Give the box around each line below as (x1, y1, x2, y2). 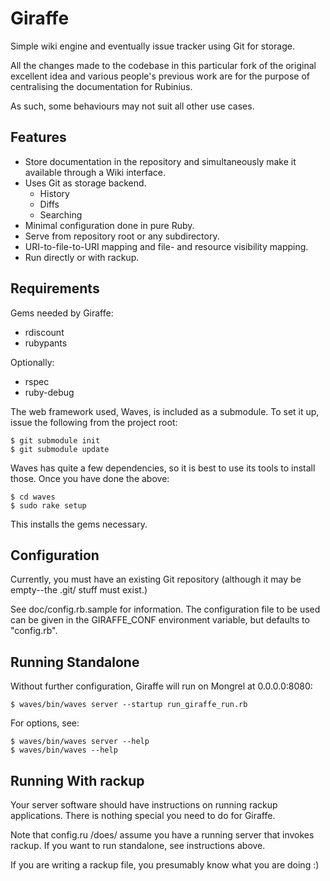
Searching (39, 208, 83, 221)
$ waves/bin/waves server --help (10, 737, 150, 747)
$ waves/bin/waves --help (10, 745, 118, 756)
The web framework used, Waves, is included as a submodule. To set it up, (10, 405, 320, 417)
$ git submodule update (10, 444, 110, 454)
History (39, 187, 70, 199)
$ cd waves (10, 492, 56, 502)
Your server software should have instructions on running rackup (10, 799, 278, 811)
